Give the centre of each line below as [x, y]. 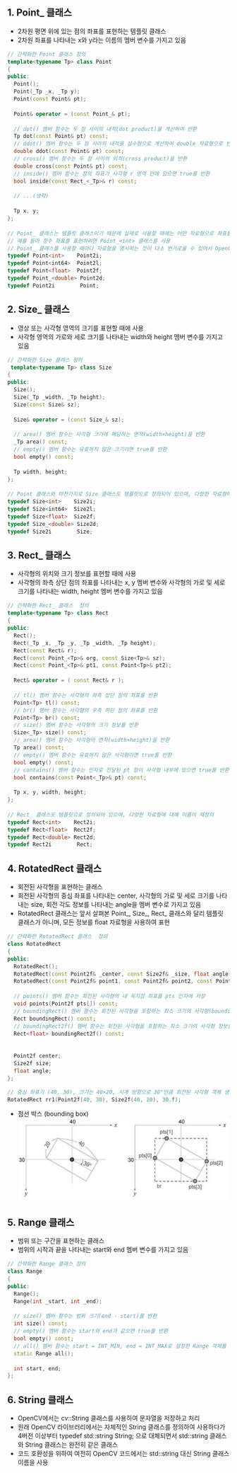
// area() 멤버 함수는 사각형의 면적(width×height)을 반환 [92, 740]
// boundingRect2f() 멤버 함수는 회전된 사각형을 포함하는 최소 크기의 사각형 [114, 1026]
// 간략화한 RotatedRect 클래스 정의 [57, 936]
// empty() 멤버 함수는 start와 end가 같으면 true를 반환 [91, 1331]
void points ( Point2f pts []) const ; [66, 1004]
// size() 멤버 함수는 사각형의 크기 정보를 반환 [76, 725]
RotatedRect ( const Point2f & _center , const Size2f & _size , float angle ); [124, 974]
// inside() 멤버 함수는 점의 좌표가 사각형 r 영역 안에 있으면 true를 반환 [112, 173]
